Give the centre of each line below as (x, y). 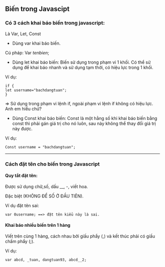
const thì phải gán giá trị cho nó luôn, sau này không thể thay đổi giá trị (84, 123)
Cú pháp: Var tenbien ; (27, 52)
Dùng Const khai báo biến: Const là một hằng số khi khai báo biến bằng (85, 118)
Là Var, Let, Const (23, 34)
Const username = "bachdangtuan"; (41, 147)
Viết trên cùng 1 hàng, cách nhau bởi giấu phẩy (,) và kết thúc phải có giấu (80, 236)
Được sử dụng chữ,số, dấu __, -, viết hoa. (47, 186)
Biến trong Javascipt (37, 9)
